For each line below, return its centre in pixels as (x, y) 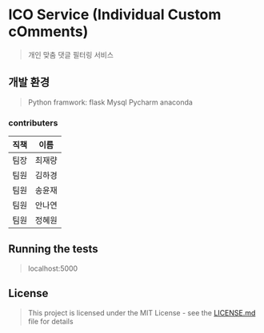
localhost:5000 (53, 268)
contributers (33, 123)
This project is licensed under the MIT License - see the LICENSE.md (142, 312)
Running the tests (53, 249)
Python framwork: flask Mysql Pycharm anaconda (110, 102)
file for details (50, 321)
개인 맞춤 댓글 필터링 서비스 (71, 54)
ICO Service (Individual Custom (115, 15)
